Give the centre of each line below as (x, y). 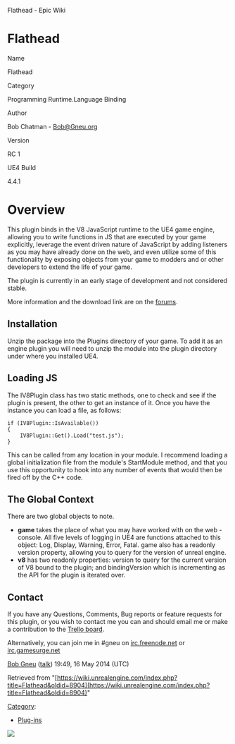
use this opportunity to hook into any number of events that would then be (115, 469)
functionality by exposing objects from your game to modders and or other (115, 259)
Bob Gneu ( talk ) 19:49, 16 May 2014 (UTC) (68, 664)
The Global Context (51, 499)
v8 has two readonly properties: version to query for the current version (122, 560)
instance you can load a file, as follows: (64, 410)
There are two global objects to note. (61, 516)
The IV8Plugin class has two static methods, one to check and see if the (112, 395)
